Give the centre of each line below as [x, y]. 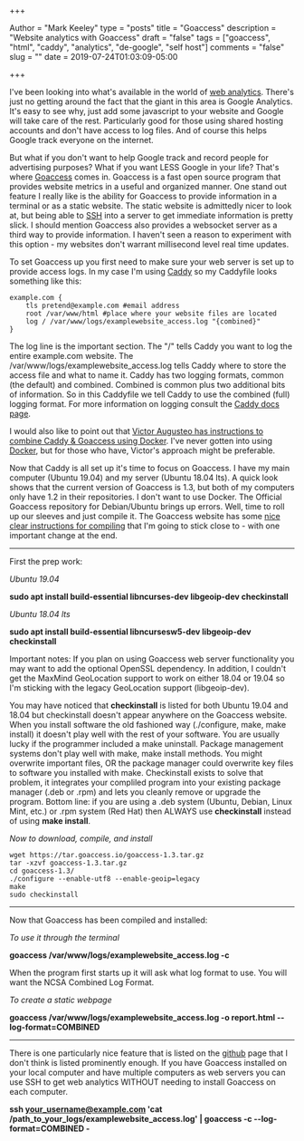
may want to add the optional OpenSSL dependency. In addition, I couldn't [148, 668]
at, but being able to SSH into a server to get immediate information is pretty [152, 215]
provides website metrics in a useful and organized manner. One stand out [148, 186]
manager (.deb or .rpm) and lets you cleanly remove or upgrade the [135, 792]
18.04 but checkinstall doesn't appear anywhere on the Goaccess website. [148, 715]
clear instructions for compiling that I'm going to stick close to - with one [145, 526]
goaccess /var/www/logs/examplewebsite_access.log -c [119, 955]
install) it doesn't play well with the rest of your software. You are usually [145, 734]
